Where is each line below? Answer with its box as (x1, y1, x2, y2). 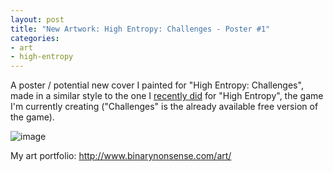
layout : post (10, 14, 65, 25)
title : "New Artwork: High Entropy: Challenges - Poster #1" (10, 24, 271, 34)
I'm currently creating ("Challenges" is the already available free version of (10, 101, 319, 113)
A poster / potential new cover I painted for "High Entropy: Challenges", (10, 79, 304, 91)
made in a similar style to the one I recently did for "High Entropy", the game (10, 90, 324, 102)
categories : (10, 33, 60, 43)
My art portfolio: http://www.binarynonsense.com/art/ (10, 150, 232, 162)
